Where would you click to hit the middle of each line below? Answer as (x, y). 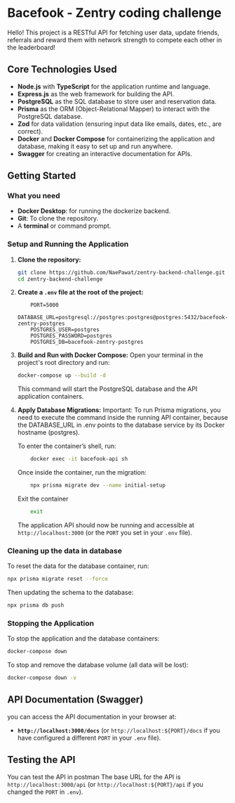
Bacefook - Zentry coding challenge (115, 13)
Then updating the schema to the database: (70, 593)
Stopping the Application (51, 623)
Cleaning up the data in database (65, 551)
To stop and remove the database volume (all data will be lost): (98, 665)
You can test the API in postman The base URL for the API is (94, 777)
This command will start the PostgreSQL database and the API (107, 389)
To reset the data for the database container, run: (78, 566)
